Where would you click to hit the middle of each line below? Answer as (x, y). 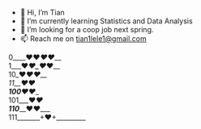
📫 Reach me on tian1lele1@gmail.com (83, 39)
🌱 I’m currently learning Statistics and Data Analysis (106, 21)
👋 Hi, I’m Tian (42, 12)
